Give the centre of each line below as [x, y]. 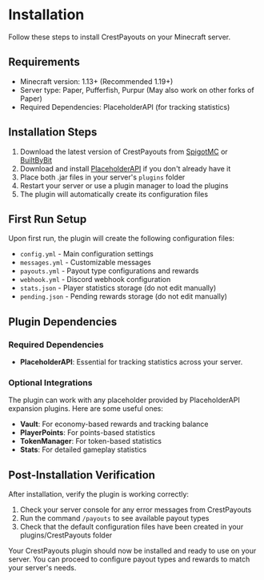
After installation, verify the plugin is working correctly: [99, 494]
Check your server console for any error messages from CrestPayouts [136, 510]
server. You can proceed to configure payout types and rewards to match [129, 559]
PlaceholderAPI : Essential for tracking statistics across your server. [131, 362]
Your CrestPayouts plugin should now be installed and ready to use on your [132, 551]
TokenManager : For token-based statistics [91, 441]
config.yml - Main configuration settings [86, 254]
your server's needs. [42, 568]
